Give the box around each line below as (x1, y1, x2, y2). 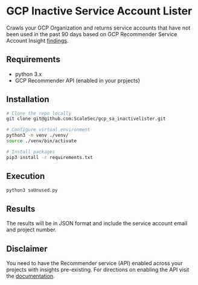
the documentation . (6, 272, 56, 280)
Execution (6, 171, 45, 181)
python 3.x (14, 70, 42, 78)
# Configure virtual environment (6, 127, 91, 133)
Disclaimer (6, 243, 48, 254)
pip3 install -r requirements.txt (6, 154, 94, 160)
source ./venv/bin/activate (6, 138, 77, 144)
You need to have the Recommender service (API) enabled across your (6, 260, 183, 266)
